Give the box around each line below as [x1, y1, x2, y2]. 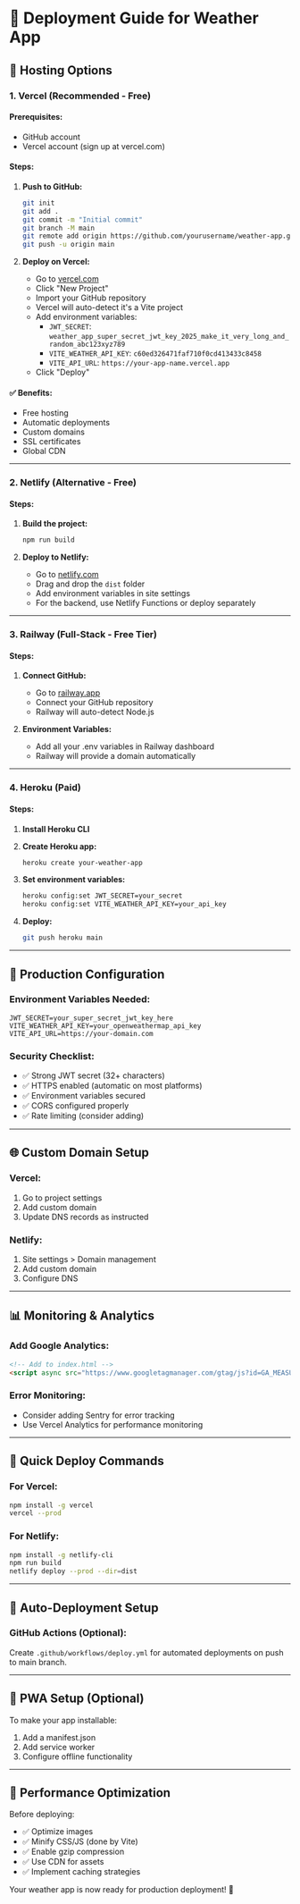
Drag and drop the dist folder [35, 578, 146, 589]
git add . [21, 206, 60, 215]
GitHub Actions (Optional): [9, 1627, 128, 1639]
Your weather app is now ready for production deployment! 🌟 [9, 1884, 234, 1895]
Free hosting [21, 408, 69, 418]
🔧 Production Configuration [9, 966, 165, 981]
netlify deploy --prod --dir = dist [9, 1567, 138, 1576]
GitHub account [21, 131, 80, 142]
